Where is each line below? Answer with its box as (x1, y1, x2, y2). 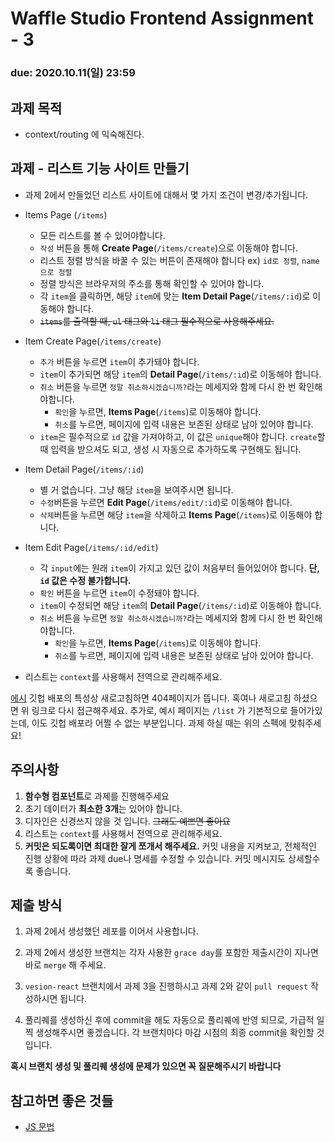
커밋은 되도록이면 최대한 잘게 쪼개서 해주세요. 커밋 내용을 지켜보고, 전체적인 (24, 840, 317, 852)
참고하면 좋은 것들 (10, 1092, 114, 1109)
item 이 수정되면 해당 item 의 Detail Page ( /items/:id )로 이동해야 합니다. (39, 599, 322, 611)
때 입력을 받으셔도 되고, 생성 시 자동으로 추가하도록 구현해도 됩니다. (39, 443, 302, 455)
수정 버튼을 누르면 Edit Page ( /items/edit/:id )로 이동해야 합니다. (39, 496, 293, 508)
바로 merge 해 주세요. (24, 959, 107, 971)
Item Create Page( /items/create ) (24, 335, 162, 347)
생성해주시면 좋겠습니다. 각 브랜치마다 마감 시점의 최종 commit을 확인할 (35, 1027, 315, 1039)
